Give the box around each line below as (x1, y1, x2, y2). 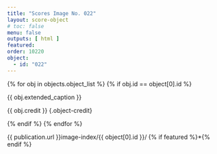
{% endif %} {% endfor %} (7, 119, 83, 127)
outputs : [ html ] (7, 36, 60, 42)
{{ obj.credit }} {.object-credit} (7, 106, 92, 114)
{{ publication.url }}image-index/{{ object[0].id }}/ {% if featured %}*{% (7, 133, 211, 141)
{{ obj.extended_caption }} (7, 93, 82, 101)
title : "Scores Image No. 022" (7, 10, 97, 17)
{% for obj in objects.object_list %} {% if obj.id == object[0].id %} (7, 79, 192, 88)
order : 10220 (7, 49, 44, 55)
